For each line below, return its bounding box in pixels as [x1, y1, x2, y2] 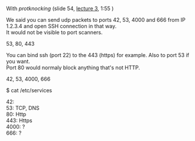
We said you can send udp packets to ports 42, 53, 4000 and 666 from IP [6, 16, 186, 23]
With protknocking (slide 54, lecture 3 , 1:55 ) [6, 5, 114, 12]
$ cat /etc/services [6, 87, 52, 93]
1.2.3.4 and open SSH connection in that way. [6, 23, 117, 29]
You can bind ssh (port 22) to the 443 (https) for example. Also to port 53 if [6, 52, 190, 58]
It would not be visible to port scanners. [6, 29, 103, 36]
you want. [6, 58, 31, 65]
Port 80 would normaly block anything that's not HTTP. [6, 64, 141, 71]
